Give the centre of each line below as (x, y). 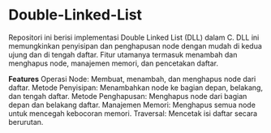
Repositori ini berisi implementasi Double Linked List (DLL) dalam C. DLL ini (134, 37)
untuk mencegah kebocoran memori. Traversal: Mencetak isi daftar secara (133, 113)
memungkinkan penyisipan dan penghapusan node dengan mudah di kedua (135, 45)
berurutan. (26, 122)
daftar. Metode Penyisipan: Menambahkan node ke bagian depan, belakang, (136, 88)
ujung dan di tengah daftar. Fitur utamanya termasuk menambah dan (123, 54)
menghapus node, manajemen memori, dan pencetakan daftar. (114, 63)
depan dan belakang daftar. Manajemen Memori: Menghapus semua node (132, 105)
